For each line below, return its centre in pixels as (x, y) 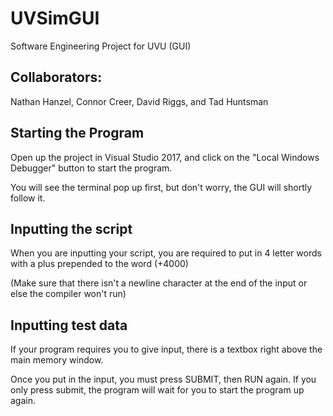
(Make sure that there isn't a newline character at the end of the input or (159, 283)
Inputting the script (71, 228)
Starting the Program (77, 133)
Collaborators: (56, 77)
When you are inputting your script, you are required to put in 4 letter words (166, 253)
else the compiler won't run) (68, 294)
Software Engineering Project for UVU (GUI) (101, 46)
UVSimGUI (55, 18)
